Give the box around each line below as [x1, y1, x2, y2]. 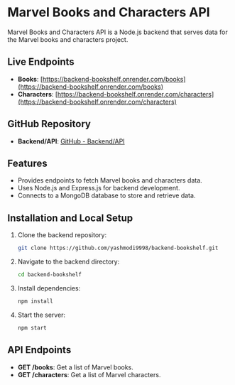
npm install [17, 298, 53, 305]
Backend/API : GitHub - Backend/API [17, 136, 126, 146]
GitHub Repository [7, 118, 91, 130]
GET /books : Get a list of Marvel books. [17, 363, 133, 372]
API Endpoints [7, 344, 72, 356]
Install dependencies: [17, 283, 81, 292]
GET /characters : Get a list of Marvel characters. [17, 370, 161, 379]
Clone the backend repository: [17, 231, 107, 239]
